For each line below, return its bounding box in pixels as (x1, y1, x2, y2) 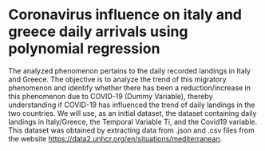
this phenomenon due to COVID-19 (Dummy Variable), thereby (8, 91, 213, 101)
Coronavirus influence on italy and (8, 6, 242, 24)
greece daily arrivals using (8, 22, 188, 41)
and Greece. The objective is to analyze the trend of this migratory (8, 74, 227, 84)
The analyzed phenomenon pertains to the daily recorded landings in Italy (8, 66, 251, 75)
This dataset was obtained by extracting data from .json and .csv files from (8, 125, 255, 135)
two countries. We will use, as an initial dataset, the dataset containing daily (8, 108, 257, 117)
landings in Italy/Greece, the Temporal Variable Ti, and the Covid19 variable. (8, 117, 258, 126)
